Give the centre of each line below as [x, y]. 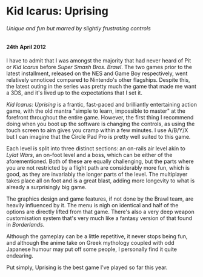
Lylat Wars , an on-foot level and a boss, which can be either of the [89, 155]
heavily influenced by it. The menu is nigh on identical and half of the [92, 205]
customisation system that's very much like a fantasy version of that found [99, 218]
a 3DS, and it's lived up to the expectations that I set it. [74, 93]
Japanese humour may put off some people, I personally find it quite [92, 249]
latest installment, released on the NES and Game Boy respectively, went [97, 73]
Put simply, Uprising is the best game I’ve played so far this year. [87, 267]
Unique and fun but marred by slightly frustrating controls [79, 28]
